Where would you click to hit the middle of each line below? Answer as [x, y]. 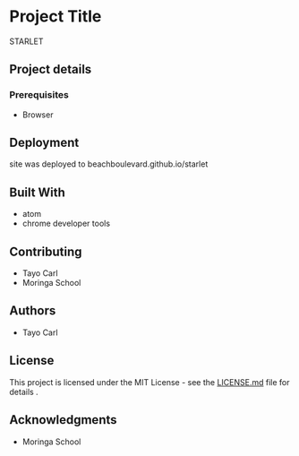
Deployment [44, 143]
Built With [37, 192]
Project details [51, 69]
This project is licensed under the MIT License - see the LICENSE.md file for [149, 382]
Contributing [46, 251]
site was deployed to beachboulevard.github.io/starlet [109, 164]
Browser [38, 115]
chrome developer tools [66, 224]
